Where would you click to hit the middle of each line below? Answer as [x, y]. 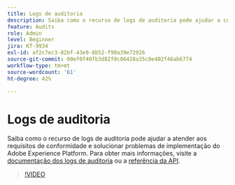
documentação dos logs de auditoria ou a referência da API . [94, 161]
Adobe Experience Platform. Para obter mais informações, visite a [102, 154]
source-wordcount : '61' [42, 72]
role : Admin [24, 33]
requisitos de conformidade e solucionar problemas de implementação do [114, 146]
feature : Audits [31, 27]
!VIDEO [35, 175]
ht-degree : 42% [29, 79]
